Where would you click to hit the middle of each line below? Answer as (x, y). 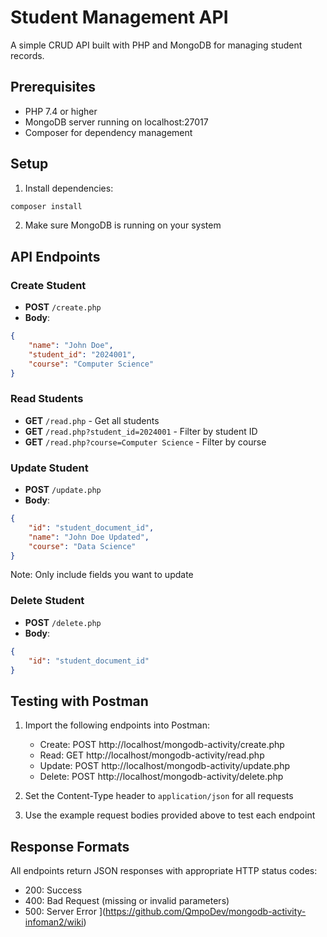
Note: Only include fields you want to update (102, 575)
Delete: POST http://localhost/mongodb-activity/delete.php (161, 777)
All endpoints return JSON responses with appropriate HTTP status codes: (164, 871)
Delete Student (47, 601)
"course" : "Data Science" (82, 546)
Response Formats (70, 846)
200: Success (53, 890)
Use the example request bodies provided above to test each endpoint (170, 815)
